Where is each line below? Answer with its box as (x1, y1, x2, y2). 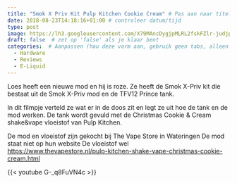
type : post (7, 23, 39, 30)
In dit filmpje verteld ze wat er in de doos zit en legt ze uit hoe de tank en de (7, 103, 228, 111)
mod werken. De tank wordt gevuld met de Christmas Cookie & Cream (7, 111, 212, 119)
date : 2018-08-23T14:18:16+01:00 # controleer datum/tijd (7, 17, 181, 24)
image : (7, 30, 27, 37)
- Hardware (13, 50, 46, 57)
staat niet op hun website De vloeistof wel (7, 139, 129, 148)
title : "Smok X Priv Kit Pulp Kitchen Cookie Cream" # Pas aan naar (7, 10, 213, 18)
